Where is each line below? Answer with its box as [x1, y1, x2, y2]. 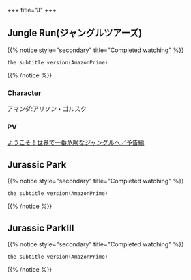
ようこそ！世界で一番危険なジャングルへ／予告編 [7, 138, 145, 147]
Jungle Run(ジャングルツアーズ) [7, 27, 143, 39]
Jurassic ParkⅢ [7, 222, 74, 233]
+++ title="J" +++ [7, 6, 57, 14]
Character [7, 88, 42, 98]
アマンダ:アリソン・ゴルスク [7, 105, 87, 113]
